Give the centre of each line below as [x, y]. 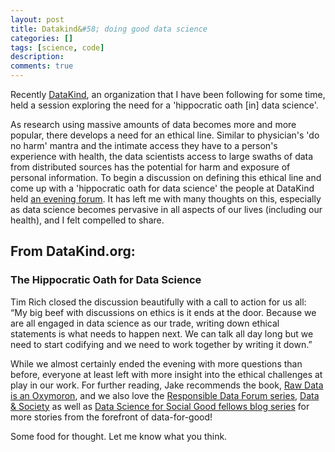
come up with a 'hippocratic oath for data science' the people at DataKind [162, 188]
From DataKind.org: [73, 251]
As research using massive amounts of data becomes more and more [153, 124]
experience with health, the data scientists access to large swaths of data [162, 156]
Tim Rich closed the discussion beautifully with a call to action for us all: [158, 302]
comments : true [42, 66]
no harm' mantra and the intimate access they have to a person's [144, 145]
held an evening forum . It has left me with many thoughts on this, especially [166, 199]
